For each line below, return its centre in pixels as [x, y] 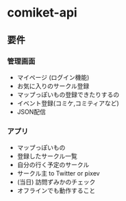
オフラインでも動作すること [56, 191]
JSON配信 [32, 112]
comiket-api [42, 13]
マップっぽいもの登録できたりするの [68, 94]
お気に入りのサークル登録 [53, 86]
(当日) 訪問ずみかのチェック [56, 182]
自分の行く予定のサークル [53, 165]
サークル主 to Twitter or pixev [59, 173]
